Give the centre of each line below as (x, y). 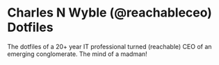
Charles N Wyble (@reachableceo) (109, 13)
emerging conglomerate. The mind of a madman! (77, 54)
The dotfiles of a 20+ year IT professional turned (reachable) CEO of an (109, 46)
